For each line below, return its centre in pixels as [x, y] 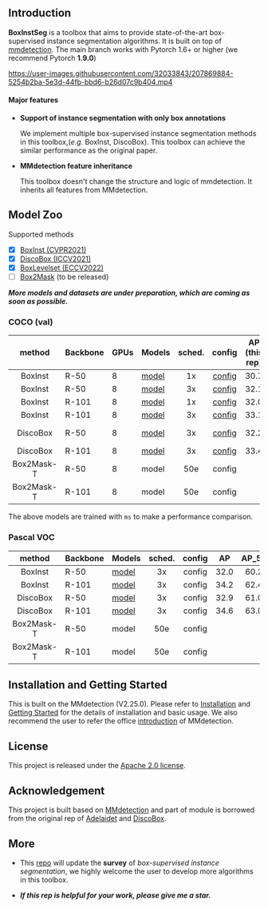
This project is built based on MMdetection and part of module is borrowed [132, 810]
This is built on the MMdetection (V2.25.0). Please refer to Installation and [130, 704]
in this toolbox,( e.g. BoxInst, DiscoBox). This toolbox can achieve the [132, 142]
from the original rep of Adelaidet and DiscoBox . [87, 818]
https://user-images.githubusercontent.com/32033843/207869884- [121, 73]
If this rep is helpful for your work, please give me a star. [115, 895]
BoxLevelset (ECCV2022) [61, 268]
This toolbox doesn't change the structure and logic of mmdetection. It [136, 181]
